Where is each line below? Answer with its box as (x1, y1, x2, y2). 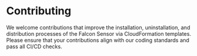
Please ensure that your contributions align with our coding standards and (6, 36, 190, 43)
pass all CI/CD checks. (6, 43, 62, 50)
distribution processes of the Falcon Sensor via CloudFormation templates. (6, 30, 192, 37)
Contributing (6, 4, 71, 18)
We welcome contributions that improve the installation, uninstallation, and (6, 24, 190, 31)
